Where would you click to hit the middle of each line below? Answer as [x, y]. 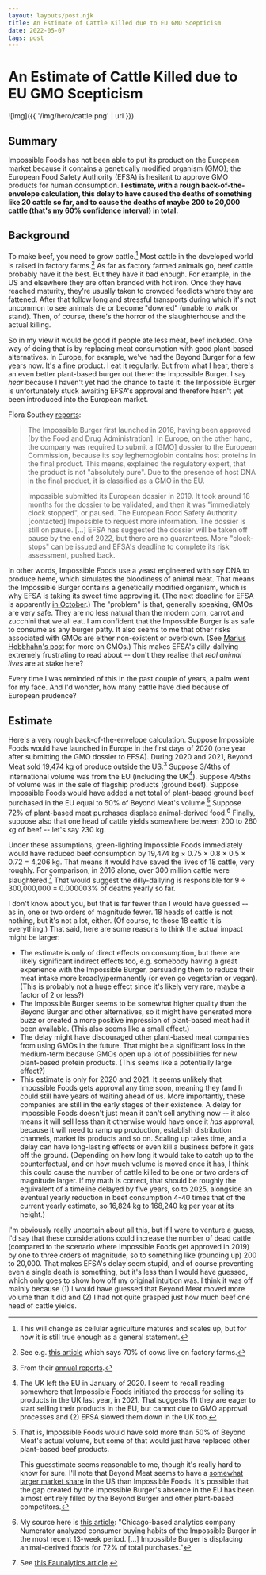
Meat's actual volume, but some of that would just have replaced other [135, 1441]
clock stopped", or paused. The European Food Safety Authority [132, 513]
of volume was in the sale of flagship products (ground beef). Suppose [123, 785]
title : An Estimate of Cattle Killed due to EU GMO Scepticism [115, 23]
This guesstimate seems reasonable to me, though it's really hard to [130, 1465]
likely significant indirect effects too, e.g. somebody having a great [128, 961]
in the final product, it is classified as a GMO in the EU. [116, 481]
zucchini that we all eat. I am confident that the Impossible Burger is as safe [131, 621]
